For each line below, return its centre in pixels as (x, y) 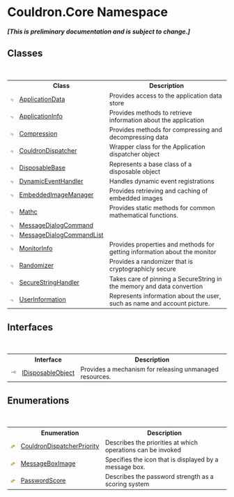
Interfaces (30, 327)
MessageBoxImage (48, 463)
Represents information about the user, (165, 296)
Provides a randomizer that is (151, 262)
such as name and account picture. (159, 303)
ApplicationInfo (41, 117)
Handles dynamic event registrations (162, 181)
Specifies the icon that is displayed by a (162, 460)
